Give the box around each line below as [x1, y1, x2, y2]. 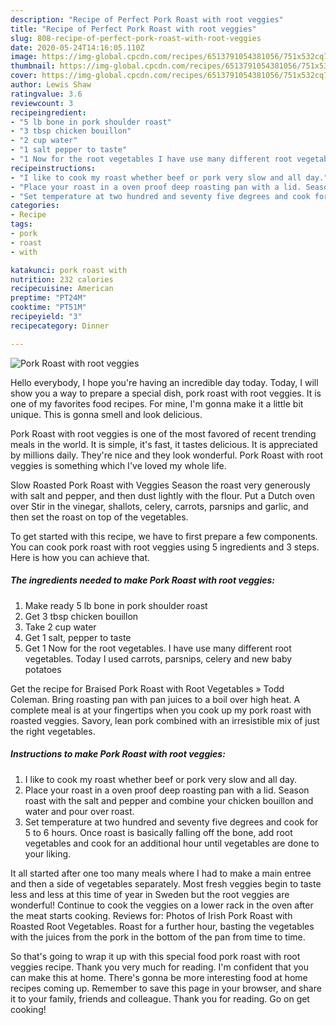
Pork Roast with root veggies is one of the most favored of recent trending [10, 427, 317, 440]
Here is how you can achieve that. [10, 551, 151, 563]
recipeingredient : [10, 107, 87, 118]
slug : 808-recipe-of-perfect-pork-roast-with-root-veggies [10, 33, 262, 43]
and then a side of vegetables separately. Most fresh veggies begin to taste [10, 877, 322, 890]
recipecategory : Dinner [10, 321, 110, 331]
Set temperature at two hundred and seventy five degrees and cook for [24, 816, 319, 828]
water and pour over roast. [24, 805, 135, 817]
